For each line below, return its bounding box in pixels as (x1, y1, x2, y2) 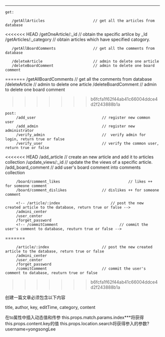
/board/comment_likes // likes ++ (16, 179, 153, 184)
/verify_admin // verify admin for (16, 132, 146, 137)
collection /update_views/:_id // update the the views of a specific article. (5, 159, 153, 165)
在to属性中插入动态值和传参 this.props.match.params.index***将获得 (5, 314, 144, 320)
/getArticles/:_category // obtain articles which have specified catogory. (5, 36, 151, 42)
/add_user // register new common (16, 115, 151, 120)
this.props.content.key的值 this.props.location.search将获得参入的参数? (5, 321, 150, 326)
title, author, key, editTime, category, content (5, 305, 96, 310)
